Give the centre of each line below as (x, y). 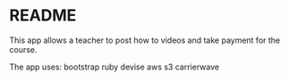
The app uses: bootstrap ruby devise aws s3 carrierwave (115, 67)
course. (23, 49)
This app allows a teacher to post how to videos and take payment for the (145, 40)
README (43, 16)
